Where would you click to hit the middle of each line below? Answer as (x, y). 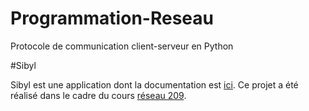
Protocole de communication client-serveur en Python (122, 46)
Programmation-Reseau (112, 18)
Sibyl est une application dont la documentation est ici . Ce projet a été (154, 84)
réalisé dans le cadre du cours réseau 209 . (98, 95)
